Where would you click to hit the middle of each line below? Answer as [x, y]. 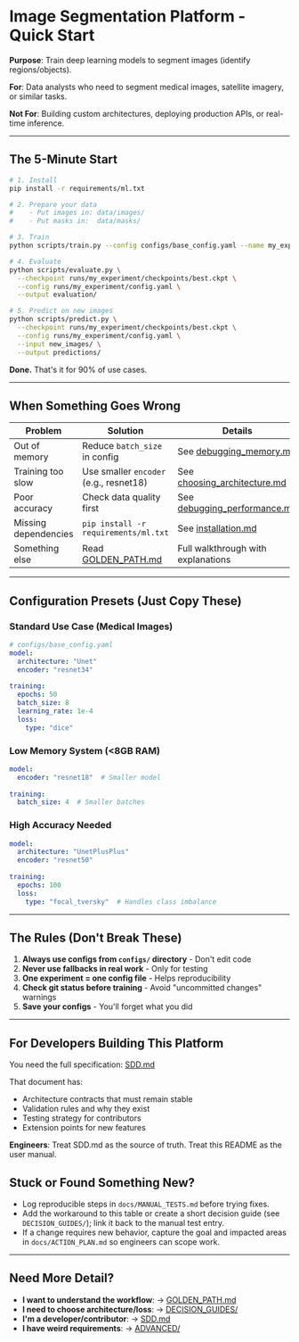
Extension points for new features [84, 1128]
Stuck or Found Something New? [102, 1183]
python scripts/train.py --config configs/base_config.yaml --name [137, 245]
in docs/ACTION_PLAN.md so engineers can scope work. [121, 1242]
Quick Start [52, 35]
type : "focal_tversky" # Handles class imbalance [121, 902]
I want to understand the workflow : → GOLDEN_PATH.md [129, 1299]
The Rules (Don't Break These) [96, 937]
